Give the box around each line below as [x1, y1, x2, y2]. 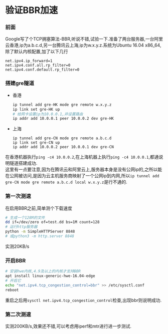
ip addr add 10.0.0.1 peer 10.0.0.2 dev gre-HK [12, 116, 114, 121]
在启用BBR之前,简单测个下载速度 [5, 205, 73, 211]
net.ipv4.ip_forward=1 [5, 59, 53, 64]
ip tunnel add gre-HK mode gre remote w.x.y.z [12, 102, 112, 107]
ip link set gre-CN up [12, 140, 60, 145]
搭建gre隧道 [5, 80, 34, 87]
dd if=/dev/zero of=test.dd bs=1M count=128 [5, 220, 100, 225]
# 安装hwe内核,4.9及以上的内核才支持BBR [5, 269, 81, 274]
